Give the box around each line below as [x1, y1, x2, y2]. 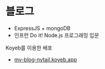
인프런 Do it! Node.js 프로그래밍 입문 [14, 31, 100, 38]
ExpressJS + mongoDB [14, 24, 71, 32]
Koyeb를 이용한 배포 [5, 44, 52, 51]
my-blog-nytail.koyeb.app [14, 56, 77, 63]
